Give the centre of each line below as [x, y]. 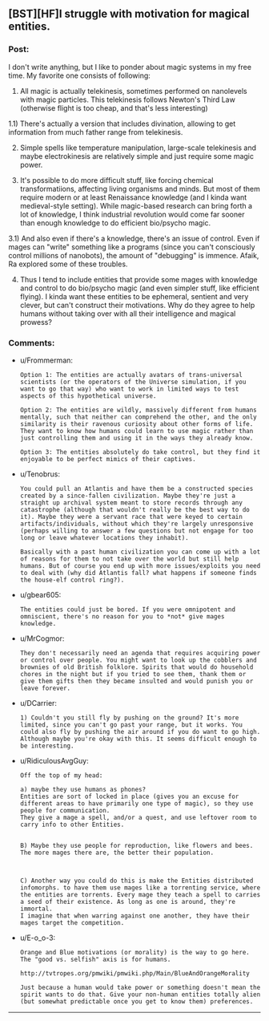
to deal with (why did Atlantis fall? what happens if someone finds [139, 573]
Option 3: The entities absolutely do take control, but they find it [140, 452]
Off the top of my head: [61, 775]
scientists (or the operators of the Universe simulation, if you [133, 382]
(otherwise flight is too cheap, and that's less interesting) [114, 107]
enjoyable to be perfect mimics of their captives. [108, 459]
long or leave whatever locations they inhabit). [104, 537]
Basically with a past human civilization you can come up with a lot [140, 552]
